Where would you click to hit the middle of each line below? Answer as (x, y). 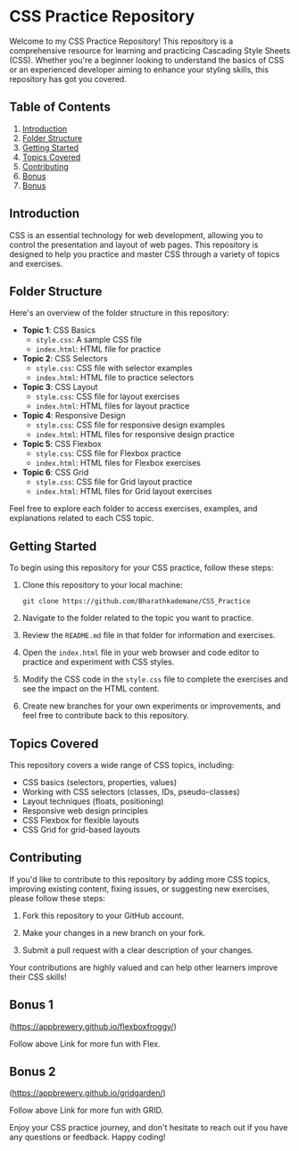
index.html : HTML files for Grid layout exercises (124, 492)
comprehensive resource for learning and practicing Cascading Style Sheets (150, 50)
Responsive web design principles (85, 811)
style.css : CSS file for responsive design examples (130, 425)
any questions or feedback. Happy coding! (87, 1137)
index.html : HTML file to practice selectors (115, 377)
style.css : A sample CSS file (89, 340)
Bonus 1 (31, 1005)
